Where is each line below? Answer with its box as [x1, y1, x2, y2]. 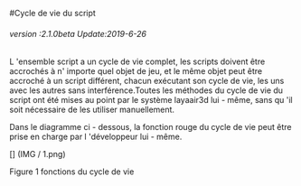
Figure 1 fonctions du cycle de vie [9, 166, 135, 177]
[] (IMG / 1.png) [9, 149, 66, 160]
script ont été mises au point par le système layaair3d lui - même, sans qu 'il [9, 95, 294, 106]
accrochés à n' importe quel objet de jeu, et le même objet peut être [9, 66, 263, 77]
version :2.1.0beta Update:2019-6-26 [9, 28, 147, 39]
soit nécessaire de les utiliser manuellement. [9, 104, 174, 116]
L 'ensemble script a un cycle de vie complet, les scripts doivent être [9, 56, 266, 67]
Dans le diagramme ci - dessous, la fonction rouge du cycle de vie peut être [9, 122, 292, 133]
